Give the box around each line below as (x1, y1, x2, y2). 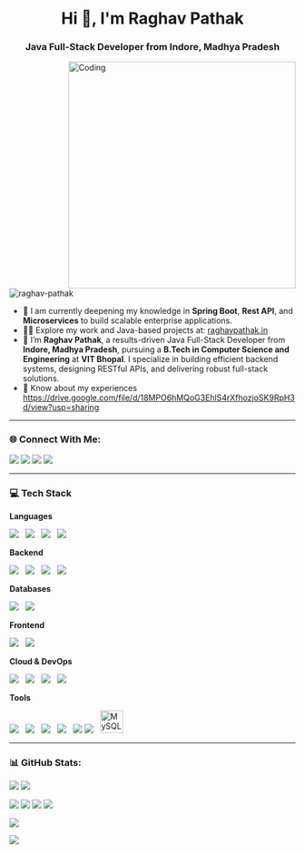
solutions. (22, 373, 60, 384)
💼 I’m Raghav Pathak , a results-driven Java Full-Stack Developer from (22, 335, 286, 346)
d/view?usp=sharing (22, 402, 100, 413)
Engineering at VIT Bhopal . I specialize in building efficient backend (22, 354, 279, 365)
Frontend (9, 620, 45, 631)
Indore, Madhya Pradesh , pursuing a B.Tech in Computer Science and (22, 344, 290, 355)
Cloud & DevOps (9, 656, 73, 667)
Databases (9, 584, 52, 594)
